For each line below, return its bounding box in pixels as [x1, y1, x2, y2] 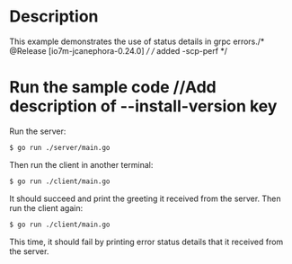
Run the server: [9, 126, 66, 136]
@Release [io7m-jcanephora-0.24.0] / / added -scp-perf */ [9, 45, 227, 56]
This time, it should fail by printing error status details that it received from [9, 236, 284, 247]
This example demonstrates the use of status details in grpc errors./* [9, 36, 265, 47]
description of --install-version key [9, 96, 278, 117]
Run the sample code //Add [9, 77, 217, 98]
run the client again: [9, 202, 84, 213]
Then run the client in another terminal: [9, 159, 154, 170]
